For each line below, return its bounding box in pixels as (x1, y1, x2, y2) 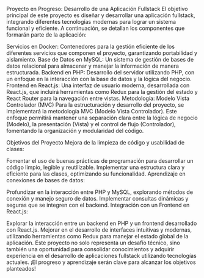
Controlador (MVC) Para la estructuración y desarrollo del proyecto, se (6, 101, 184, 109)
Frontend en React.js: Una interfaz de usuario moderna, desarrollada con (6, 82, 190, 89)
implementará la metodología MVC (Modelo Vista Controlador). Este (6, 108, 177, 115)
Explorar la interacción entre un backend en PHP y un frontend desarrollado (6, 219, 197, 227)
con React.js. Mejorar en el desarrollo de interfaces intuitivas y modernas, (6, 226, 192, 233)
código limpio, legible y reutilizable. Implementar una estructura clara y (6, 164, 185, 171)
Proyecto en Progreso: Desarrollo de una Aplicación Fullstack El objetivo (6, 5, 188, 12)
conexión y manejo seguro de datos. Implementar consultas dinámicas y (6, 195, 189, 202)
